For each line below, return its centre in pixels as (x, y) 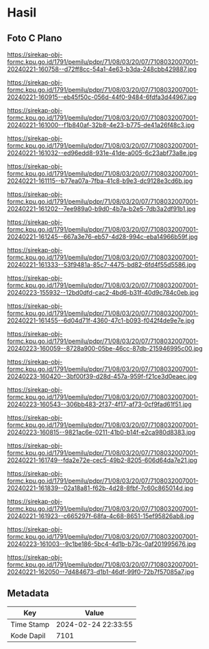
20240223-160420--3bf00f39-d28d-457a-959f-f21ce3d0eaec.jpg (102, 376)
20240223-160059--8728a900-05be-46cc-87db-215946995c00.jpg (105, 348)
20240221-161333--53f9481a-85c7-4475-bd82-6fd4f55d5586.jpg (102, 265)
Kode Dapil (28, 635)
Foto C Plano (35, 38)
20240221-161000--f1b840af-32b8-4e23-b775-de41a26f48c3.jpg (101, 125)
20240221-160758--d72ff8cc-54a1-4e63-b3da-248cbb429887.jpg (102, 69)
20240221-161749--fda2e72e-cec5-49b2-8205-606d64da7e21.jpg (102, 460)
